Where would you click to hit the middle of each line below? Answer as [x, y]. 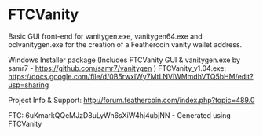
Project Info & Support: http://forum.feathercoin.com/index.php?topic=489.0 [131, 100]
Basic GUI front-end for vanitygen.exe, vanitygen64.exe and [105, 36]
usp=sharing [29, 85]
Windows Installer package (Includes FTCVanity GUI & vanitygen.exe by [124, 60]
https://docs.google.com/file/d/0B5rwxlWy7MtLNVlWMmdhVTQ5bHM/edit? [131, 76]
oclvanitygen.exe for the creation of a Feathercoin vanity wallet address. [125, 44]
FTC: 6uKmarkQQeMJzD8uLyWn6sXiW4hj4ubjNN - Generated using [120, 115]
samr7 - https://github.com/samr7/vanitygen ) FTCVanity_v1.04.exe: [117, 68]
